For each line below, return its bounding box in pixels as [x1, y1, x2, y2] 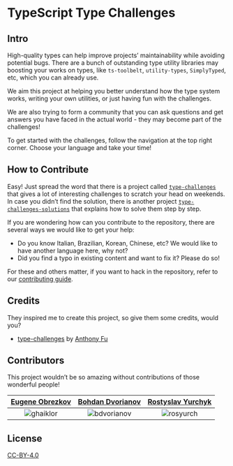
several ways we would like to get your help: [7, 225, 135, 234]
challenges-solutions [7, 206, 70, 213]
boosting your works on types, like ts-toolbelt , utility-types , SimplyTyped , [7, 66, 227, 74]
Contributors [7, 354, 65, 367]
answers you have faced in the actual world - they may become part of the [7, 115, 222, 123]
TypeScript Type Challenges [7, 5, 176, 21]
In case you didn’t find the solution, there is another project [7, 197, 177, 205]
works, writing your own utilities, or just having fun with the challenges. [7, 94, 211, 103]
